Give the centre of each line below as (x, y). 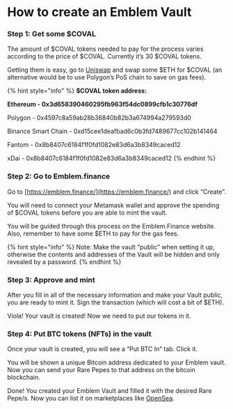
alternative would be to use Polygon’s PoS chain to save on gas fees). (107, 77)
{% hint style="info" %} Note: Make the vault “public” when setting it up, (111, 247)
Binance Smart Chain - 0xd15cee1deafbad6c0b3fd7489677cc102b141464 (112, 131)
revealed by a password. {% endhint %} (64, 261)
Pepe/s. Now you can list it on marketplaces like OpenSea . (91, 399)
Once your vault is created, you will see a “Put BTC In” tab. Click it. (103, 349)
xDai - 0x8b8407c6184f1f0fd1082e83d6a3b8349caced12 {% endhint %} (112, 158)
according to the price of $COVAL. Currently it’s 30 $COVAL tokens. (104, 56)
